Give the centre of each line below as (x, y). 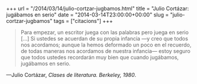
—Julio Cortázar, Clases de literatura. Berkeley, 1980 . (71, 75)
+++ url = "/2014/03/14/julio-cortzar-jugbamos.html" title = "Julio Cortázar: (98, 9)
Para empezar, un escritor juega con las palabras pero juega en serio (105, 32)
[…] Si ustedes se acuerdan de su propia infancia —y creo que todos (104, 38)
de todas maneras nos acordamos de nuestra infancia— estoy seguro (105, 51)
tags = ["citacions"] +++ (83, 21)
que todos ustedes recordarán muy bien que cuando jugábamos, (100, 57)
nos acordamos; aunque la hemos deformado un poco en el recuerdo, (106, 45)
